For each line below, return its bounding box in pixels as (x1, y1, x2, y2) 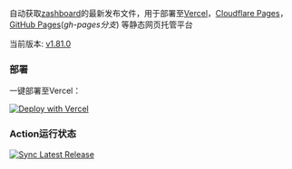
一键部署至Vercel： (9, 85, 82, 97)
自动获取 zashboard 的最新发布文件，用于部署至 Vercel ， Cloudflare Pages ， (9, 8, 288, 18)
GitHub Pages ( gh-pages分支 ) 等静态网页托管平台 (9, 19, 193, 30)
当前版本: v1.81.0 (9, 39, 72, 49)
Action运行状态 (9, 127, 77, 140)
